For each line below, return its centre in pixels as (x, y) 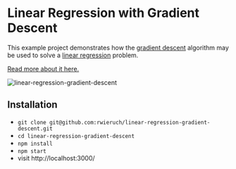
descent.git (35, 129)
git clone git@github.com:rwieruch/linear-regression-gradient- (114, 122)
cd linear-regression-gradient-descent (76, 136)
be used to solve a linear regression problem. (73, 55)
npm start (32, 151)
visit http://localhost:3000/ (56, 158)
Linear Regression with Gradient (103, 13)
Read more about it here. (43, 69)
